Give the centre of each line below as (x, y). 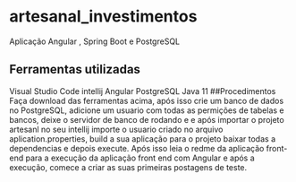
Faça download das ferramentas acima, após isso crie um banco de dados (147, 100)
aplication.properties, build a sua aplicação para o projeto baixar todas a (142, 139)
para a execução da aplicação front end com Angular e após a (140, 158)
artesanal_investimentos (103, 17)
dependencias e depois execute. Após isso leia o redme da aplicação (137, 148)
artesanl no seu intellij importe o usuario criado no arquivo (116, 129)
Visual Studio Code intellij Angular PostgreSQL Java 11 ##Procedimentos (143, 91)
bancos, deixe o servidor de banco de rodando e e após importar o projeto (147, 119)
